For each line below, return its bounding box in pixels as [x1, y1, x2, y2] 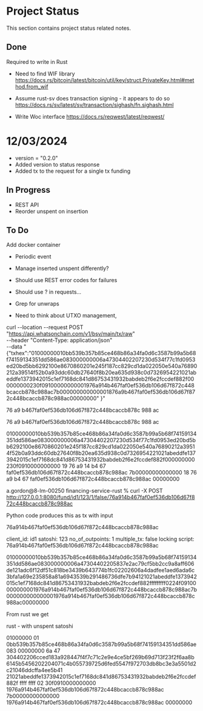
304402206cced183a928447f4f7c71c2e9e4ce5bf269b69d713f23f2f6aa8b [6, 654, 195, 661]
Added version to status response [15, 161, 100, 168]
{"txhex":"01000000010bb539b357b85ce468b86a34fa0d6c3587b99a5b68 [6, 350, 196, 357]
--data [6, 343, 22, 350]
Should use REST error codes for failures [15, 277, 118, 284]
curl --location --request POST [6, 324, 84, 331]
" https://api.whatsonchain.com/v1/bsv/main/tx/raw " [6, 330, 135, 338]
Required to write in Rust [6, 58, 68, 65]
